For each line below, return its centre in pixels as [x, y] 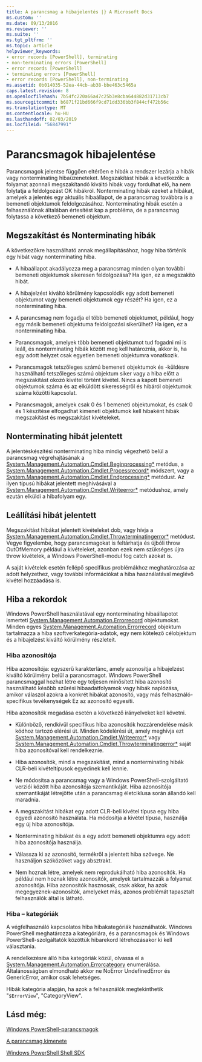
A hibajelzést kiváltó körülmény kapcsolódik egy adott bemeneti [94, 293]
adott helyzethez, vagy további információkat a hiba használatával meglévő [100, 574]
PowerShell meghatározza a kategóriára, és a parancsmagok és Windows [98, 933]
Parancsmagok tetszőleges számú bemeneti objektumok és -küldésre [102, 367]
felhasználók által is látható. [50, 898]
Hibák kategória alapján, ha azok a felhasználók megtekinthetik [85, 989]
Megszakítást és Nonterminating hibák [81, 236]
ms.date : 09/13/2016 [32, 23]
